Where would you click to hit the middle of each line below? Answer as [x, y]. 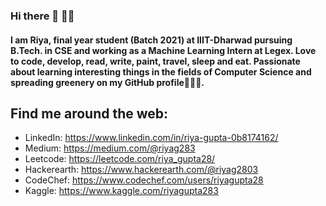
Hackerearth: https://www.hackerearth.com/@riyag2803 [141, 170]
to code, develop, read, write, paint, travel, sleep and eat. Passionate [155, 61]
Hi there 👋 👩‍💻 [42, 16]
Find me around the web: [89, 113]
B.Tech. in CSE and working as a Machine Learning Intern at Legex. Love [163, 50]
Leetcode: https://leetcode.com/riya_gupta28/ [120, 159]
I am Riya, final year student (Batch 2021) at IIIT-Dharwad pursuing [151, 40]
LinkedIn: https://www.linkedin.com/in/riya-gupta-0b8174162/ [151, 138]
